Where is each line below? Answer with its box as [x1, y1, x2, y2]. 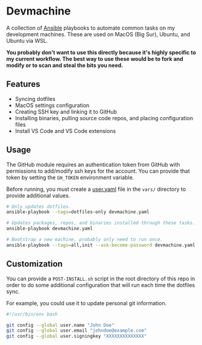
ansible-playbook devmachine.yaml [6, 225, 93, 232]
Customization [6, 259, 63, 269]
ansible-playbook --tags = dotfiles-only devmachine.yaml [6, 209, 150, 215]
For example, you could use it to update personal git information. [6, 299, 167, 306]
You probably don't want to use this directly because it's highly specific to [6, 48, 197, 56]
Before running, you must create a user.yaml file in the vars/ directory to [6, 185, 186, 193]
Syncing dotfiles [14, 95, 55, 102]
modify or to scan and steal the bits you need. [6, 62, 124, 69]
